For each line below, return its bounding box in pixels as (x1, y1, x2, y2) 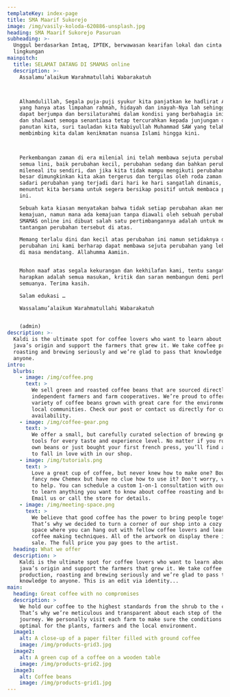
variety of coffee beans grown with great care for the (31, 399, 194, 406)
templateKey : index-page (7, 10, 78, 17)
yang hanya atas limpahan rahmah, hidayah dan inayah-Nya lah (19, 104, 201, 112)
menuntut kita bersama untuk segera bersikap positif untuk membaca (19, 186, 219, 193)
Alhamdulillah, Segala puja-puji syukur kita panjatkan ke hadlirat (19, 98, 219, 105)
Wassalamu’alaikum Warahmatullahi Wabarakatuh (19, 305, 155, 312)
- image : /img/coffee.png (19, 374, 94, 381)
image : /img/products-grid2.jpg (19, 660, 112, 668)
